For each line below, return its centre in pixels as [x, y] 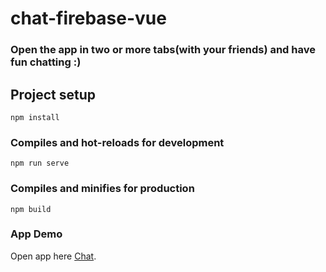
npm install [35, 117]
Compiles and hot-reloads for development [117, 142]
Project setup [53, 94]
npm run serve [40, 163]
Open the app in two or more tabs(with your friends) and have [163, 50]
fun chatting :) [46, 62]
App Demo [36, 234]
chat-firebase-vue [88, 18]
